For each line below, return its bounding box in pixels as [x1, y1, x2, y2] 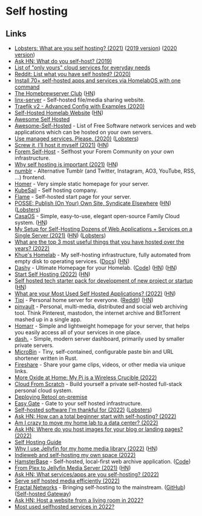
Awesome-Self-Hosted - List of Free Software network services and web [14, 122, 197, 129]
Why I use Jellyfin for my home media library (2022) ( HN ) [14, 445, 158, 452]
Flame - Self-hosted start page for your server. [14, 193, 131, 200]
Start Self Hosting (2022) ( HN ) [14, 270, 91, 278]
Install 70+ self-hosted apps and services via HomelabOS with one [14, 77, 181, 84]
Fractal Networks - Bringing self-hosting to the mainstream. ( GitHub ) [14, 484, 186, 490]
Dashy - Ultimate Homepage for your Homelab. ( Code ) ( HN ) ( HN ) [14, 264, 178, 271]
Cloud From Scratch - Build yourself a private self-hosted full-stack [14, 380, 183, 387]
